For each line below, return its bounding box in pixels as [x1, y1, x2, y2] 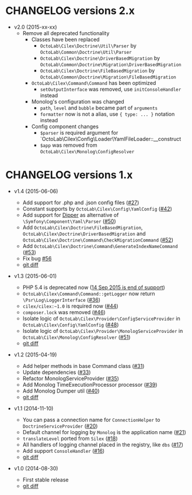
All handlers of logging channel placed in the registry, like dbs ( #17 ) [22, 441, 184, 448]
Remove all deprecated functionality [22, 29, 110, 36]
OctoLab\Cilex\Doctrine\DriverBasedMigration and [22, 230, 146, 237]
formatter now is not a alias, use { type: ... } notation [40, 110, 175, 118]
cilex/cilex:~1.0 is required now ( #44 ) [22, 302, 118, 310]
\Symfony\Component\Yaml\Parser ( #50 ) [22, 218, 116, 225]
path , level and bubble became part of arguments [40, 104, 158, 111]
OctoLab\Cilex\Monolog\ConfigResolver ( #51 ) [22, 334, 131, 341]
